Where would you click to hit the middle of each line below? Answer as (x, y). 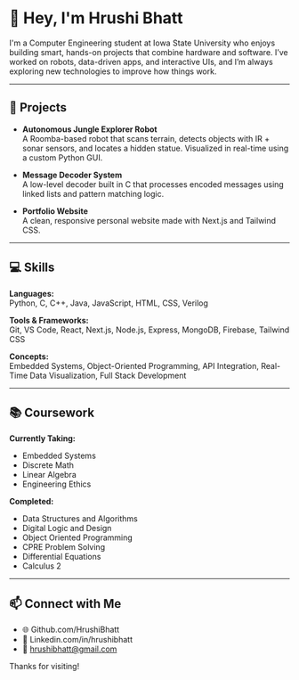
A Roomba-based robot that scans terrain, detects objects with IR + (145, 138)
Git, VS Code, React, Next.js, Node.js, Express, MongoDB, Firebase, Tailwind (149, 330)
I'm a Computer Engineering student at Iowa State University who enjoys (142, 43)
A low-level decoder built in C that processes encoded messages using (153, 184)
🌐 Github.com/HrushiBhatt (71, 630)
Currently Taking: (42, 438)
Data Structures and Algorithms (80, 519)
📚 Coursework (52, 412)
